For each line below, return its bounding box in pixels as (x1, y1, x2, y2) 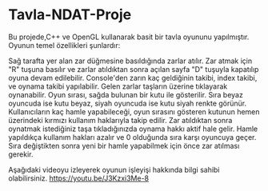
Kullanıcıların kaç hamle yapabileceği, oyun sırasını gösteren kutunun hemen (8, 106, 260, 117)
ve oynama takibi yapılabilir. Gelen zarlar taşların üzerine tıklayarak (8, 82, 228, 91)
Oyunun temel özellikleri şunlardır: (8, 40, 121, 50)
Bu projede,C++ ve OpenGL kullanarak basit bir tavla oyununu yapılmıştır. (8, 32, 250, 42)
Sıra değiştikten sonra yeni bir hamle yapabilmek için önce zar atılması (8, 141, 240, 150)
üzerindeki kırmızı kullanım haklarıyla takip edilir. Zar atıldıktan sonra (8, 115, 233, 125)
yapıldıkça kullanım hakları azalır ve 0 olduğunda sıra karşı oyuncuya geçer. (8, 132, 257, 141)
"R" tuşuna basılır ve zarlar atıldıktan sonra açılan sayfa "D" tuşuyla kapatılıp (8, 64, 259, 74)
